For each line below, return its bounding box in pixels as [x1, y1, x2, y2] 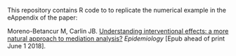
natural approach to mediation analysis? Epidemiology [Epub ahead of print [7, 34, 225, 43]
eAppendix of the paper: [7, 13, 78, 22]
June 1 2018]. [7, 42, 46, 50]
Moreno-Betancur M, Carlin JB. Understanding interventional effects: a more [7, 27, 229, 35]
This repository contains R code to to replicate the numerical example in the [7, 6, 227, 14]
